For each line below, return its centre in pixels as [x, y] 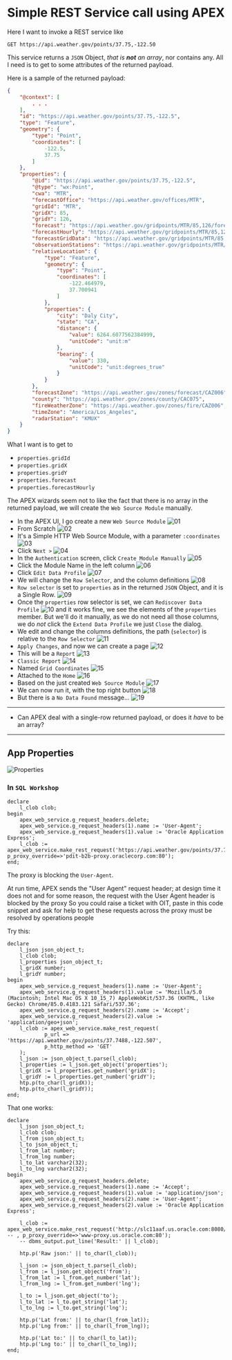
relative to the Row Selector [56, 639]
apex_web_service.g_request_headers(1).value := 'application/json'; [122, 1193]
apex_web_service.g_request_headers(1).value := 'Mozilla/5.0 [111, 992]
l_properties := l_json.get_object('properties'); [94, 1065]
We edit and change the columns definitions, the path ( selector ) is [112, 632]
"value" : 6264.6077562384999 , [112, 335]
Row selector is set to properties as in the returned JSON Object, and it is [120, 587]
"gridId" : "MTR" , [57, 206]
